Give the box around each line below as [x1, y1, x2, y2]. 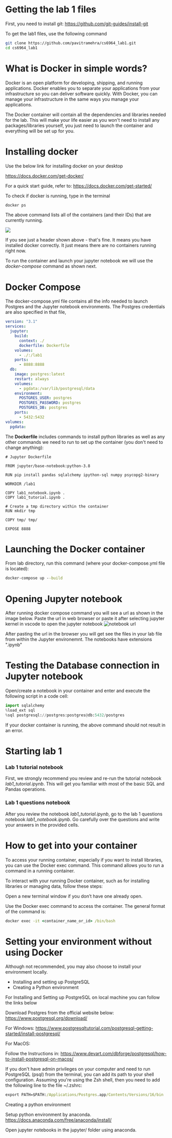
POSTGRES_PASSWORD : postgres [18, 400, 81, 405]
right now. [5, 248, 27, 254]
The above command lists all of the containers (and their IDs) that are [5, 212, 152, 218]
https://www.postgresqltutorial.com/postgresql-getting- [35, 1025, 154, 1031]
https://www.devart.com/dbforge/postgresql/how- [60, 1051, 167, 1057]
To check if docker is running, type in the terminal [5, 193, 110, 199]
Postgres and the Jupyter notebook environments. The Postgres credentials [5, 304, 165, 310]
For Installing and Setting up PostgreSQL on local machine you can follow [5, 994, 160, 1000]
